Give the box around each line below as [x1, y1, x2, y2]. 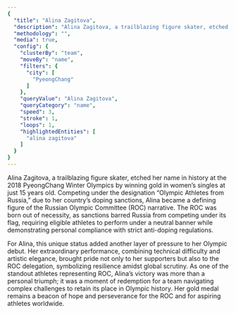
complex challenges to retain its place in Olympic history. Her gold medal [7, 284, 219, 293]
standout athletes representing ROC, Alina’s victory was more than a [7, 269, 206, 278]
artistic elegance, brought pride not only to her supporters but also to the [7, 254, 220, 262]
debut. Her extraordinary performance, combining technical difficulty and [7, 247, 221, 255]
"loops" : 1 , [20, 121, 55, 129]
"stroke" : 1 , [20, 115, 58, 122]
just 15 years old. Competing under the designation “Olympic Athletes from [7, 188, 224, 197]
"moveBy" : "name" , [20, 56, 74, 63]
